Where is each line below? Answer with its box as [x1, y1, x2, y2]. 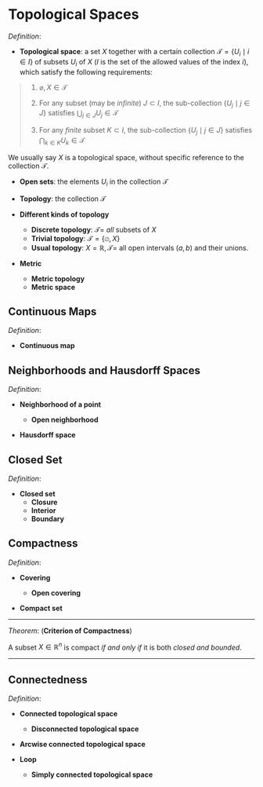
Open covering [31, 588, 81, 598]
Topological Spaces [8, 5, 139, 24]
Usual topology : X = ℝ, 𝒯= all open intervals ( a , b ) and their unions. [31, 243, 249, 252]
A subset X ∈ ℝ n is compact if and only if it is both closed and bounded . [8, 641, 243, 652]
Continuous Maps [8, 305, 97, 318]
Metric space [31, 282, 76, 291]
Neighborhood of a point [19, 400, 102, 409]
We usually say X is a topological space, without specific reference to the [8, 152, 244, 162]
